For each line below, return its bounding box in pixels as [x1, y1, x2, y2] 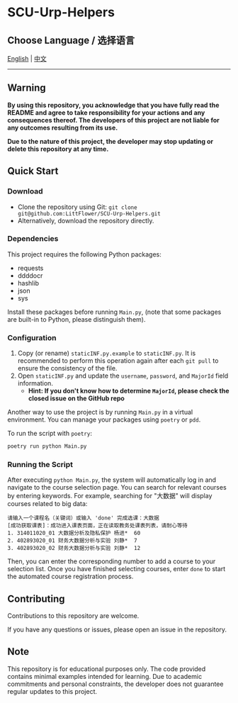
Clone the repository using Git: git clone [17, 203, 137, 211]
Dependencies [7, 234, 59, 244]
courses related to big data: [7, 500, 88, 508]
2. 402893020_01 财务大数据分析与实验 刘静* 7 [7, 537, 138, 544]
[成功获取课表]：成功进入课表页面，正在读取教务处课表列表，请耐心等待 [7, 522, 188, 529]
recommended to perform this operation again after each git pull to [17, 356, 219, 365]
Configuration [7, 332, 57, 342]
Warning [7, 82, 46, 94]
